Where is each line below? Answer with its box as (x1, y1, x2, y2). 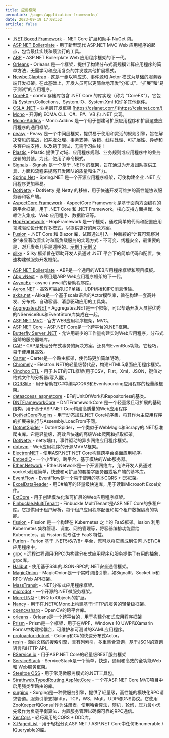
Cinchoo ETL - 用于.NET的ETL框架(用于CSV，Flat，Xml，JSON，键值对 (12, 368, 162, 374)
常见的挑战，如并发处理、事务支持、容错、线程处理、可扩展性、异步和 (17, 137, 163, 143)
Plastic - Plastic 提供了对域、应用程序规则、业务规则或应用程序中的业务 (12, 149, 161, 155)
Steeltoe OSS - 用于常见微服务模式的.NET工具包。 (12, 670, 117, 676)
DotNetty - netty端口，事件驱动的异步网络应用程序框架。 (12, 437, 131, 444)
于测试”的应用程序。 (12, 86, 54, 92)
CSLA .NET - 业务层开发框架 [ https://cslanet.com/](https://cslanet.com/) (12, 105, 163, 111)
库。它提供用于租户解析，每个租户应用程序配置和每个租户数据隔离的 (12, 507, 154, 513)
